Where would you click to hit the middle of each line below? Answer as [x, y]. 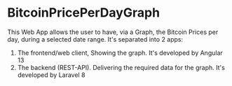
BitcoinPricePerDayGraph [83, 13]
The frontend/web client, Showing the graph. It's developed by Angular [120, 53]
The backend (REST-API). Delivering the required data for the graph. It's [121, 67]
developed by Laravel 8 [51, 75]
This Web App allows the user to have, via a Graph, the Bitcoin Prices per [113, 32]
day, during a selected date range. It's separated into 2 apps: [95, 39]
